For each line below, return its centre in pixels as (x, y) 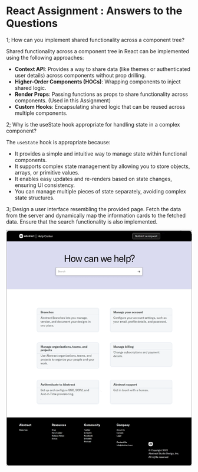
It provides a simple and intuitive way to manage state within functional (101, 153)
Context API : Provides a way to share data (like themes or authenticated (102, 69)
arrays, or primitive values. (47, 172)
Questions (32, 23)
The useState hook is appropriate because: (58, 142)
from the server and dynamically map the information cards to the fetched (96, 215)
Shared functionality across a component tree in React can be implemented (98, 51)
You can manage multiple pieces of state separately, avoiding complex (100, 191)
